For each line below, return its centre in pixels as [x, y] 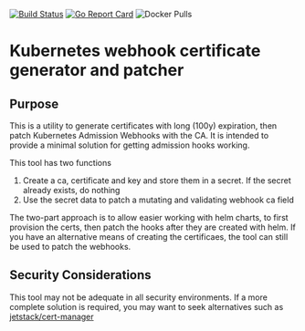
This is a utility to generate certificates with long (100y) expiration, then [143, 126]
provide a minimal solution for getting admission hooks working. [130, 145]
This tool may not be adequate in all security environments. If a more [138, 297]
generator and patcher [97, 71]
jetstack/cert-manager [52, 316]
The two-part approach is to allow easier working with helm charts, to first [149, 217]
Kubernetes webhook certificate [135, 51]
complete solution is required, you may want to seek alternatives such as [147, 306]
